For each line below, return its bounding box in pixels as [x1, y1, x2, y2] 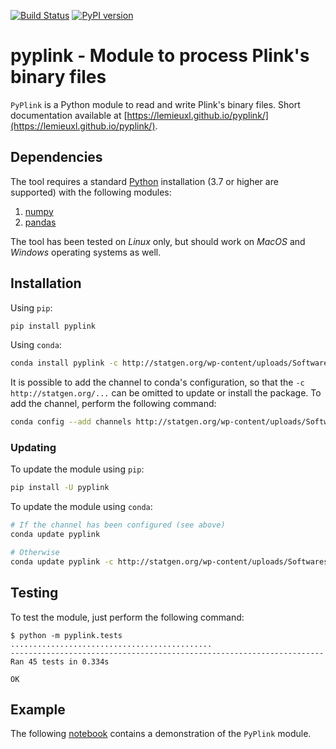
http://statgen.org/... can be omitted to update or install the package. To [10, 387, 322, 399]
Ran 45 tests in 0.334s [10, 656, 110, 667]
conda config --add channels [10, 417, 132, 427]
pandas [24, 216, 57, 228]
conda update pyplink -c [10, 556, 114, 567]
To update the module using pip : [10, 463, 145, 475]
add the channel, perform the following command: [10, 398, 217, 410]
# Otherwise [10, 548, 60, 558]
